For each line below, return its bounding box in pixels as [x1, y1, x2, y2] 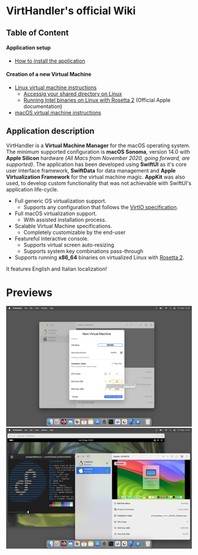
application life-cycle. [6, 186, 59, 193]
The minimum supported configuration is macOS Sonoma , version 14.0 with [6, 148, 190, 155]
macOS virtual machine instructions [14, 109, 101, 116]
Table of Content [6, 28, 69, 38]
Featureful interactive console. [14, 235, 89, 242]
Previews [6, 285, 53, 299]
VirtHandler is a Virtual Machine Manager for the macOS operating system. [6, 142, 190, 149]
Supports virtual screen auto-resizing [23, 241, 114, 248]
